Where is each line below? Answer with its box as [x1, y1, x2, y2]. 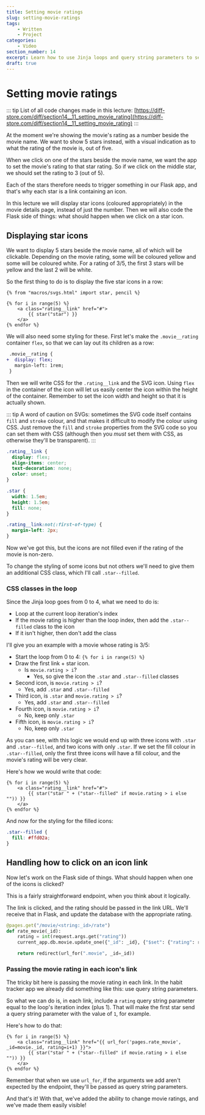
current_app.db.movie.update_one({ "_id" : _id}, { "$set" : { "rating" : [17, 939, 195, 945]
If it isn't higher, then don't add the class [15, 630, 117, 637]
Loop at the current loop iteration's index [15, 610, 118, 617]
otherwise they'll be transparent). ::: [6, 436, 96, 444]
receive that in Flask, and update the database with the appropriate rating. [6, 910, 193, 918]
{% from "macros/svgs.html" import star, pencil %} [6, 290, 140, 296]
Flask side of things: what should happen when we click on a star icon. [6, 212, 184, 220]
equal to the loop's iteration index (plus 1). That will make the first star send [6, 1004, 195, 1011]
